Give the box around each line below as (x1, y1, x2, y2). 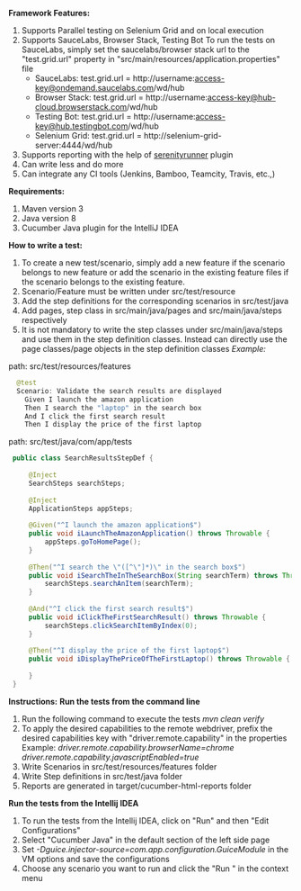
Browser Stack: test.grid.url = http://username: (34, 92, 208, 103)
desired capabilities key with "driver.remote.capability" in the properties (21, 733, 288, 743)
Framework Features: (8, 8, 91, 18)
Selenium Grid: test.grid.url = (34, 130, 143, 140)
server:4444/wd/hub (34, 139, 113, 150)
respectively (21, 315, 68, 325)
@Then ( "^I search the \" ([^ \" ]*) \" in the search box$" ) (28, 562, 246, 571)
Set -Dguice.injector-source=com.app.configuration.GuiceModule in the (21, 843, 289, 854)
